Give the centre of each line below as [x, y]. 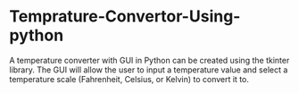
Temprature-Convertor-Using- [125, 17]
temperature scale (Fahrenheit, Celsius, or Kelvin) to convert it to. [129, 79]
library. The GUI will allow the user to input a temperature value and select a [149, 70]
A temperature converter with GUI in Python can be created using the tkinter [149, 60]
